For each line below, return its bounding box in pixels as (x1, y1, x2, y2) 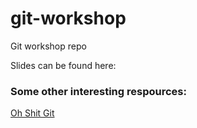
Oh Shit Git (10, 107, 55, 119)
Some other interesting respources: (10, 84, 187, 98)
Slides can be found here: (10, 59, 117, 71)
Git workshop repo (10, 40, 87, 52)
